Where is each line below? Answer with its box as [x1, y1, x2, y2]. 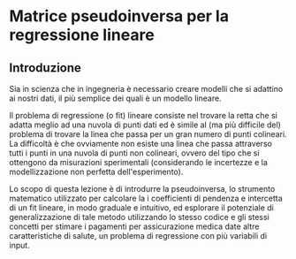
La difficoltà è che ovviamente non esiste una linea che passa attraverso [9, 139, 272, 149]
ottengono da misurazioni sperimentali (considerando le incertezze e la [9, 157, 268, 167]
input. [9, 240, 31, 250]
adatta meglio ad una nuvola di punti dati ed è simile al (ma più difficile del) [9, 119, 281, 130]
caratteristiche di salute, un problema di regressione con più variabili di [9, 231, 268, 240]
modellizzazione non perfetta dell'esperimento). [9, 166, 184, 177]
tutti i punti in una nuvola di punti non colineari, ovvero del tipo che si [9, 148, 260, 158]
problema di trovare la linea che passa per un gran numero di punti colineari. [9, 129, 287, 139]
